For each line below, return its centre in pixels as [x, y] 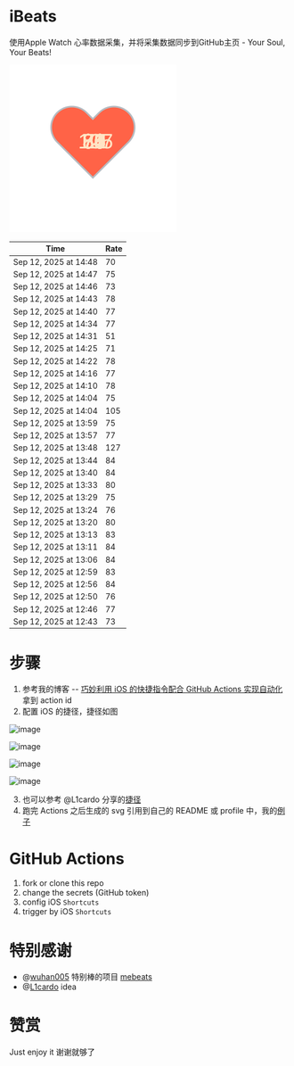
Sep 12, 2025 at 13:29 [55, 498]
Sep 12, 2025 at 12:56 [55, 584]
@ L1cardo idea [49, 987]
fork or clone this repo [63, 883]
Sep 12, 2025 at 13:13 [55, 535]
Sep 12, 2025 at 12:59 [55, 572]
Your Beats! [30, 52]
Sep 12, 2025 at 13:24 [55, 509]
